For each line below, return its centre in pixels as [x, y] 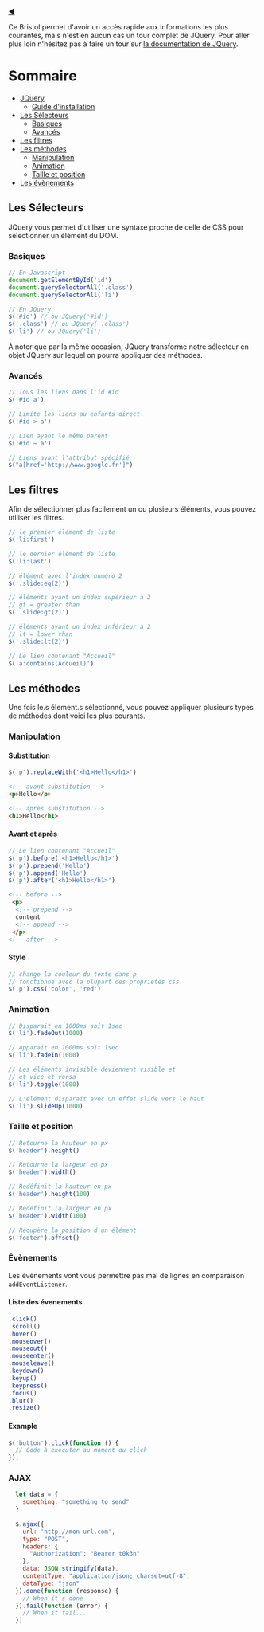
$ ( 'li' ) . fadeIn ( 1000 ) [44, 1055]
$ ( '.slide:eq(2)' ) [39, 583]
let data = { [37, 1495]
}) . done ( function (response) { [67, 1591]
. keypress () [28, 1386]
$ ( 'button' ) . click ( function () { [64, 1443]
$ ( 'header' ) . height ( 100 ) [49, 1195]
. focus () [23, 1393]
